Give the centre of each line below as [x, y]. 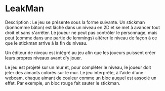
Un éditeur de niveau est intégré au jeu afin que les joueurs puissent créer [81, 53]
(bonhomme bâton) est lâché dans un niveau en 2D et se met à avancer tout [82, 27]
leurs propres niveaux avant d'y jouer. [44, 58]
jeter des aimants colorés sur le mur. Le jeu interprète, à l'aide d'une [74, 72]
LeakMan [25, 9]
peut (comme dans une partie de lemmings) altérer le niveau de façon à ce [81, 38]
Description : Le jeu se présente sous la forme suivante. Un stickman [75, 22]
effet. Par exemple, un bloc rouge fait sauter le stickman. [63, 83]
